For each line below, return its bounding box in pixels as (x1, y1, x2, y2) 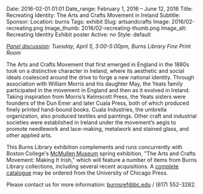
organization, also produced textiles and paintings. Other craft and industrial (6, 112, 197, 119)
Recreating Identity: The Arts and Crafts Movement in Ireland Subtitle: (6, 12, 181, 19)
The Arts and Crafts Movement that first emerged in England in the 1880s (6, 61, 190, 68)
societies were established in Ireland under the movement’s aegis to (6, 119, 176, 126)
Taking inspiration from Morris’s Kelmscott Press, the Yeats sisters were (6, 93, 186, 100)
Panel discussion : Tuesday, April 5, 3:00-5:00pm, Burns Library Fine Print (6, 42, 191, 50)
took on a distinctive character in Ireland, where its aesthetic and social (6, 67, 184, 75)
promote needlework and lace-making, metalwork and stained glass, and (6, 125, 190, 132)
